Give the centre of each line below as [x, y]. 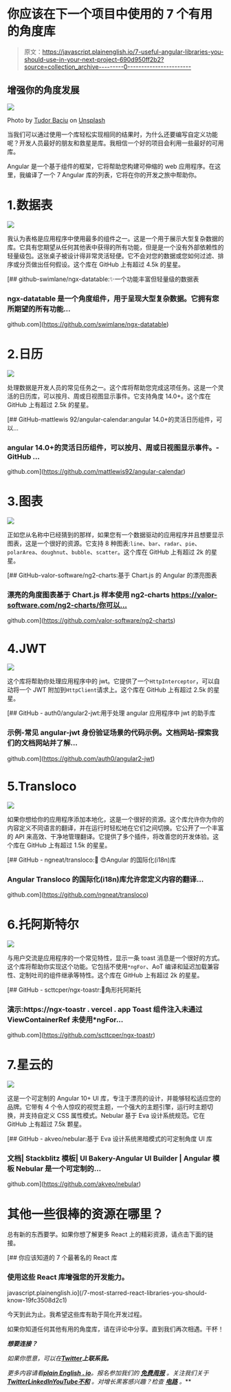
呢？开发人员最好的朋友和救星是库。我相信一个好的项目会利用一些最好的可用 [115, 143]
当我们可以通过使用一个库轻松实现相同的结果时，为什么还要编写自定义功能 [112, 134]
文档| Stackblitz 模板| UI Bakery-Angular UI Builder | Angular [109, 1159]
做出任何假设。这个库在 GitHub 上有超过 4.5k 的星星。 [107, 264]
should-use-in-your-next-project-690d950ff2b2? [94, 59]
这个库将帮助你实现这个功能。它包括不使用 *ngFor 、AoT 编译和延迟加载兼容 [113, 966]
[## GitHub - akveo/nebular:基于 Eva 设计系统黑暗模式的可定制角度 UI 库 [110, 1139]
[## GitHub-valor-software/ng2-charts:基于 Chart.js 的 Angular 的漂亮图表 [112, 575]
